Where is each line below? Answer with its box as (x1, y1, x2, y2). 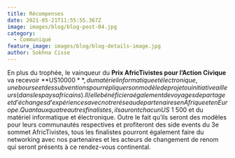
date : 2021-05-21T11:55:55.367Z (7, 17, 101, 24)
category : (7, 29, 36, 37)
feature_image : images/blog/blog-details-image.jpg (7, 43, 161, 50)
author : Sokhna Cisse (7, 50, 71, 57)
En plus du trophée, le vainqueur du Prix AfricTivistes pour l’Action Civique (7, 68, 227, 77)
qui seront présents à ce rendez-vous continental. (7, 143, 152, 151)
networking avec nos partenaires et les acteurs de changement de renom (7, 135, 219, 143)
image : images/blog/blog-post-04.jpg (7, 23, 117, 30)
